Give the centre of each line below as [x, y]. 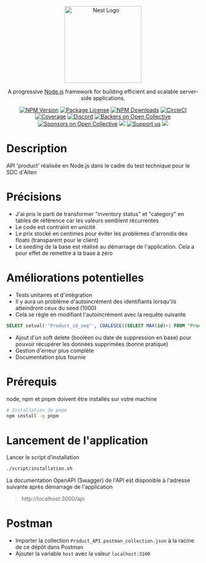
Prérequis [32, 382]
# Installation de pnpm [37, 410]
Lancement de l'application [77, 441]
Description [37, 149]
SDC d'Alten [22, 172]
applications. [109, 98]
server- [189, 91]
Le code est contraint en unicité [55, 227]
